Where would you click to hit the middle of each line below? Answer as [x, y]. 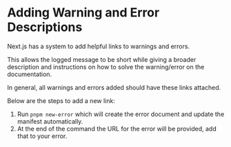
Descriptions [45, 27]
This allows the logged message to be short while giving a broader [102, 59]
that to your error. [42, 136]
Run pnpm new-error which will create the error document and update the [121, 114]
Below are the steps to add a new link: [61, 100]
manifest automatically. [50, 121]
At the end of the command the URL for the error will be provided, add [117, 128]
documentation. [30, 74]
